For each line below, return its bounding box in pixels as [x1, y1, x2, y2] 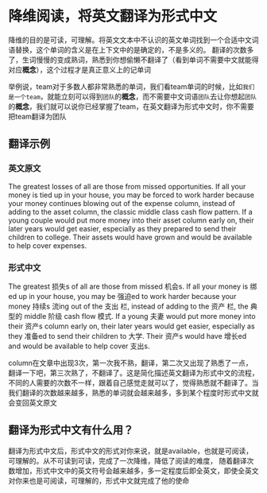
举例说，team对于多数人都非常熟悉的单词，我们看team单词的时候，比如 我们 [8, 81, 255, 91]
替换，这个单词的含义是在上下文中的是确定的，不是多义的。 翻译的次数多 [14, 45, 254, 54]
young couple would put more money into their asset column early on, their [8, 215, 254, 225]
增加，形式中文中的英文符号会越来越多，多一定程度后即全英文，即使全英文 [14, 466, 259, 476]
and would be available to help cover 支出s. [8, 341, 150, 351]
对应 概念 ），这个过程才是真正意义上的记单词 [8, 64, 151, 74]
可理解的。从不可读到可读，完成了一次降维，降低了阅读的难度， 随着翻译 [8, 456, 247, 465]
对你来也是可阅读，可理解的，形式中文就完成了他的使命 [8, 476, 189, 485]
